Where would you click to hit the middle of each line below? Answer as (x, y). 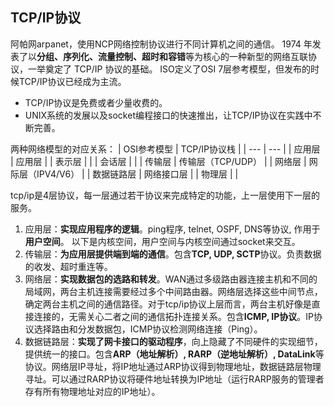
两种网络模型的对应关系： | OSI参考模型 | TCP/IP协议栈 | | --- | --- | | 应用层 (165, 149)
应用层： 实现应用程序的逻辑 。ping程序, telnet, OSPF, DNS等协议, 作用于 (172, 229)
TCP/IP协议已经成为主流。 (72, 81)
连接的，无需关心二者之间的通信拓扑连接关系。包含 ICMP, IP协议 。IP (173, 316)
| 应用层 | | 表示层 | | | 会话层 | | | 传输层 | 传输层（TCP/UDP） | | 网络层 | (158, 161)
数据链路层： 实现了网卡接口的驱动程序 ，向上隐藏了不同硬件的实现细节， (173, 341)
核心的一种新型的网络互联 (255, 56)
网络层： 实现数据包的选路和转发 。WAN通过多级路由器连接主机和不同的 (171, 279)
